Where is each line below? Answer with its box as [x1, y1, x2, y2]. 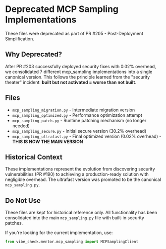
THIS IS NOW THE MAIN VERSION [12, 138, 83, 145]
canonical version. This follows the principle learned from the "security [5, 74, 150, 80]
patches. [5, 220, 23, 226]
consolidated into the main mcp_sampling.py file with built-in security [5, 215, 145, 221]
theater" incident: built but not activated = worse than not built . [5, 79, 137, 85]
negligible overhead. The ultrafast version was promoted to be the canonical [5, 176, 161, 182]
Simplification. [5, 36, 35, 42]
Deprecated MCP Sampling [5, 3, 119, 15]
